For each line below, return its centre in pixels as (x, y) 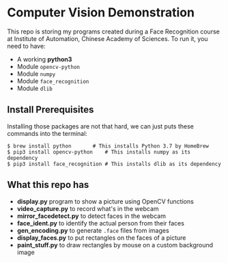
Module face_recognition (53, 81)
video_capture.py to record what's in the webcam (88, 208)
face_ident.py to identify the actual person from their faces (100, 223)
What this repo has (48, 185)
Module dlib (34, 88)
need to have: (26, 46)
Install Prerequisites (51, 110)
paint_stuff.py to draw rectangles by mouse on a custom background (115, 245)
